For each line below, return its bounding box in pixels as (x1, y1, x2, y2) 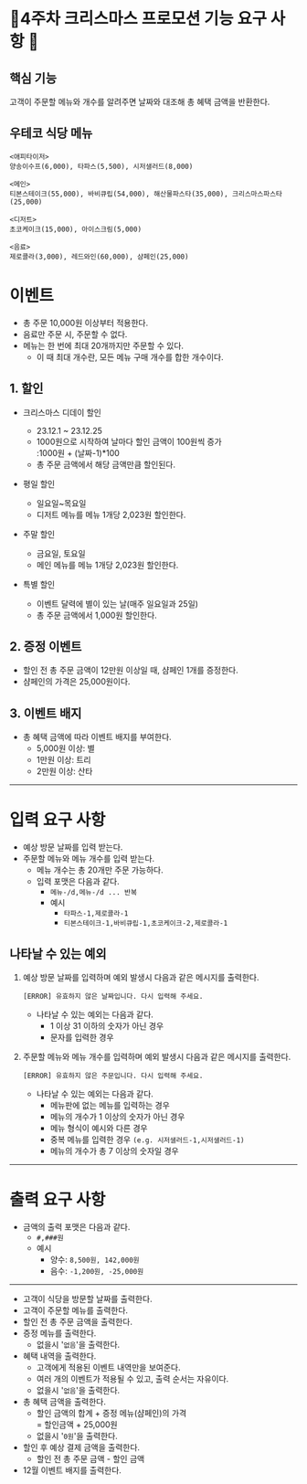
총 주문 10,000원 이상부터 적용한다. (22, 317, 149, 328)
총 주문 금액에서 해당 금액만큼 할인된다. (36, 459, 176, 470)
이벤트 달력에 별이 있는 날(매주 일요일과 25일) (36, 598, 199, 609)
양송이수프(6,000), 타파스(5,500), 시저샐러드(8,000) (9, 162, 194, 171)
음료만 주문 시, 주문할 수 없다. (22, 328, 128, 339)
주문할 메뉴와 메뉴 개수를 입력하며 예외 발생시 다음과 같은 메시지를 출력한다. (22, 1051, 291, 1062)
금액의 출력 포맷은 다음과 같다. (22, 1221, 131, 1232)
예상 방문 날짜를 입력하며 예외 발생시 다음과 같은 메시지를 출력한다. (22, 971, 259, 982)
